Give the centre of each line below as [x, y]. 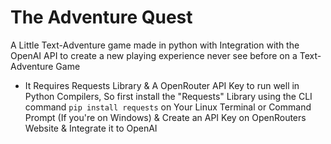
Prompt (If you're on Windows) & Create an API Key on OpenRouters [165, 117]
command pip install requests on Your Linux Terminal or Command [168, 107]
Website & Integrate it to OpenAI [91, 128]
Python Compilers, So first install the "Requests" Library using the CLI [168, 96]
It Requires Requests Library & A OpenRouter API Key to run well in [162, 85]
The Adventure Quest [101, 17]
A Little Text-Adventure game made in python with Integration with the [155, 45]
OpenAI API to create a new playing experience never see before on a [154, 55]
